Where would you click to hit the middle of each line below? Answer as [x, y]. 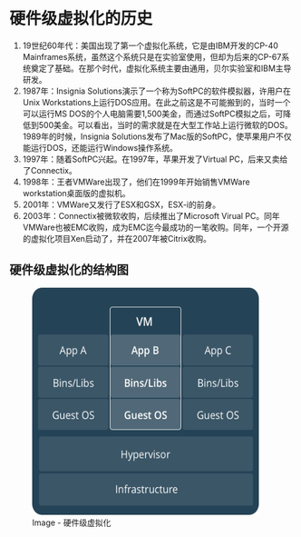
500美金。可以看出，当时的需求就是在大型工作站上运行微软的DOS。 [165, 124]
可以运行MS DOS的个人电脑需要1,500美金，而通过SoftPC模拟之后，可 [153, 114]
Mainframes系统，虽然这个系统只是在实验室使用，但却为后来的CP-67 [152, 56]
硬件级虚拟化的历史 [81, 19]
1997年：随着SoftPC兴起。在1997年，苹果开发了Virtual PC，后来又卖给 [155, 159]
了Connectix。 [49, 170]
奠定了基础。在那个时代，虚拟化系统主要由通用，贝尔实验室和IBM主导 [161, 68]
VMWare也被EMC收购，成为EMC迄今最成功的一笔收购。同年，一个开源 [155, 227]
